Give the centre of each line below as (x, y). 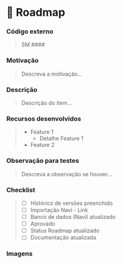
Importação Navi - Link (59, 210)
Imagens (20, 254)
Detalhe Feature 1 (61, 138)
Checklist (21, 190)
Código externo (30, 32)
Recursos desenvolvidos (44, 119)
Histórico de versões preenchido (71, 203)
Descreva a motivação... (52, 74)
